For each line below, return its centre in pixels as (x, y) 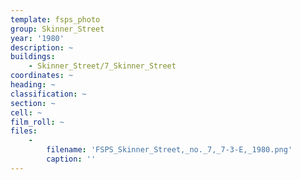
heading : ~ (33, 85)
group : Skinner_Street (57, 29)
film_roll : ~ (37, 122)
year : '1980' (37, 38)
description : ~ (42, 47)
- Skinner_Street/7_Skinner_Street (102, 66)
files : (24, 131)
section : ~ (33, 103)
